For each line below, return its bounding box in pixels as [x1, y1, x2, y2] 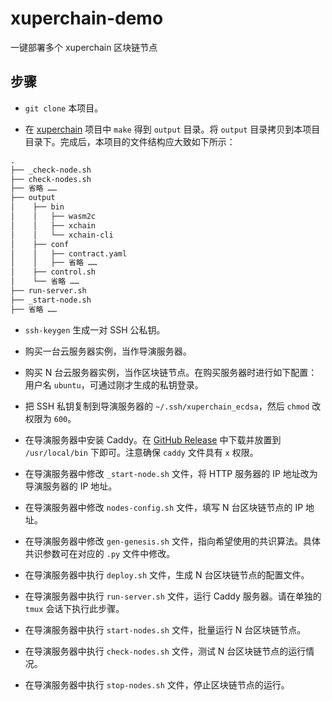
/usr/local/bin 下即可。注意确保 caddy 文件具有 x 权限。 [24, 446, 259, 458]
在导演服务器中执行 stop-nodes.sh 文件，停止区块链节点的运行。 [24, 678, 290, 691]
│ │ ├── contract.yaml [10, 248, 128, 259]
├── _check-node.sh [10, 165, 92, 175]
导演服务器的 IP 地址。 [24, 480, 118, 492]
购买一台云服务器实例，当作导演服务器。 [24, 345, 192, 357]
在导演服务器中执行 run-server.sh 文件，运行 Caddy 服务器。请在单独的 [24, 590, 322, 602]
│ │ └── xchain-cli [10, 230, 114, 240]
